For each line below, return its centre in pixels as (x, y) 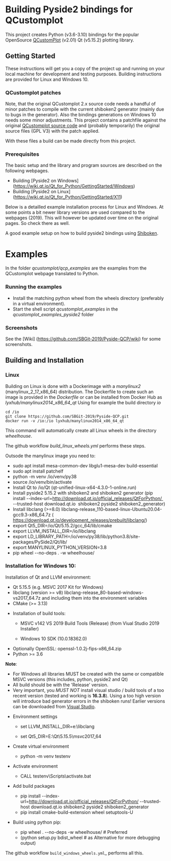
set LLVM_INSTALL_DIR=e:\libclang (57, 726)
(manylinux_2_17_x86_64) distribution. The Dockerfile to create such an (80, 392)
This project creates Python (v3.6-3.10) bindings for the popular (72, 34)
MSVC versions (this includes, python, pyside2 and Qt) (70, 679)
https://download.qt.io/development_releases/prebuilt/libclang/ (79, 520)
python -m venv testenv (45, 756)
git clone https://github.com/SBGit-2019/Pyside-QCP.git (67, 416)
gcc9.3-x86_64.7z (32, 515)
